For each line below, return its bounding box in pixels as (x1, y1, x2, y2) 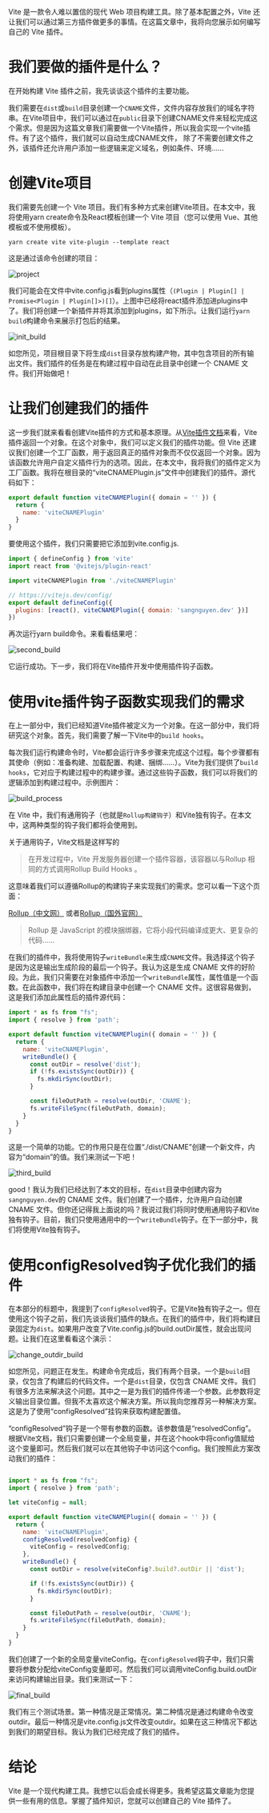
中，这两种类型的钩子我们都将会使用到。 (8, 820, 142, 830)
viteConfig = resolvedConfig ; (29, 1543, 130, 1551)
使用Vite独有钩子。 (22, 1225, 85, 1235)
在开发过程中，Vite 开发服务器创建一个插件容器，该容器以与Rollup (27, 854, 247, 864)
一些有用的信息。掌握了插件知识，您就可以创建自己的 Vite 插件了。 (14, 1795, 236, 1805)
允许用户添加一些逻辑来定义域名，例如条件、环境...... (50, 143, 224, 152)
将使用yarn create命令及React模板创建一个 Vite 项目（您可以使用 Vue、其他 (8, 212, 259, 222)
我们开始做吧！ (22, 368, 72, 378)
